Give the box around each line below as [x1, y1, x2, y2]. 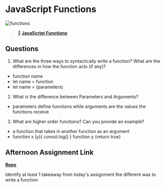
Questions [5, 44, 39, 53]
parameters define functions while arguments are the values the [12, 103, 146, 109]
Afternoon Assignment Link [5, 148, 94, 157]
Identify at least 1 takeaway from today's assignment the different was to [5, 171, 156, 177]
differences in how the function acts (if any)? [12, 63, 106, 69]
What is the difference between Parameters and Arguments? [12, 93, 139, 99]
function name [12, 73, 43, 79]
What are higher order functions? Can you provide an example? [12, 118, 145, 124]
